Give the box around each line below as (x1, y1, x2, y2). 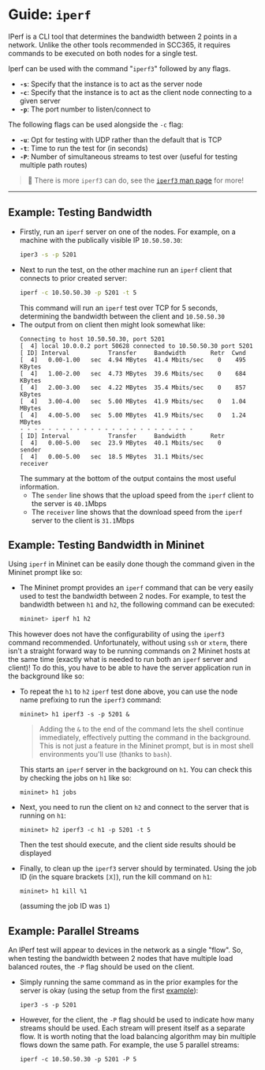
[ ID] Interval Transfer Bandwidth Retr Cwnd (19, 349, 246, 357)
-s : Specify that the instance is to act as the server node (19, 79, 203, 89)
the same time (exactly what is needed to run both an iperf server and (8, 655, 238, 664)
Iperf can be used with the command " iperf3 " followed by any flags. (8, 63, 231, 73)
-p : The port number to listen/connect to (19, 104, 151, 114)
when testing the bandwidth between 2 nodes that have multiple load (8, 954, 233, 962)
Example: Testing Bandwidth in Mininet (8, 538, 205, 551)
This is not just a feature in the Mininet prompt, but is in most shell (39, 741, 254, 751)
